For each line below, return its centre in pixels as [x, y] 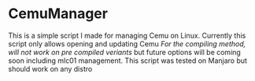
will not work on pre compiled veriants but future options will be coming [125, 52]
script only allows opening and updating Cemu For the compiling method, [127, 43]
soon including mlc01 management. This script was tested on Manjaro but [128, 61]
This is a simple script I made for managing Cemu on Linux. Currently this [127, 35]
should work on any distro [50, 68]
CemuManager [58, 14]
